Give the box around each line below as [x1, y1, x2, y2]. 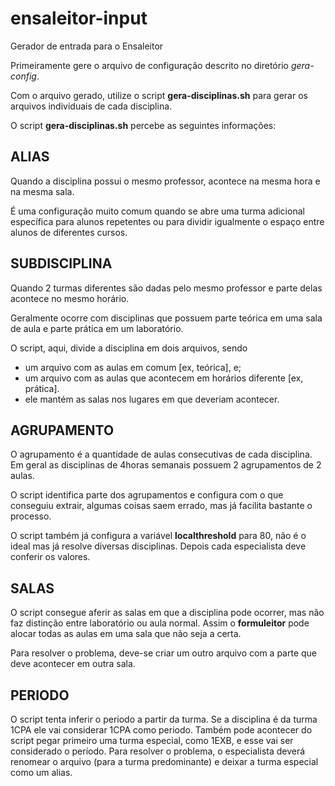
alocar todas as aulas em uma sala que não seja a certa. [10, 628, 242, 640]
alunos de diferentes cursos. [10, 226, 128, 238]
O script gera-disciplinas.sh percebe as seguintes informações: [10, 119, 277, 131]
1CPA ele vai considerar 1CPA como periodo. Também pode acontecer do [10, 724, 313, 736]
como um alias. [10, 767, 73, 778]
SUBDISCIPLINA [10, 255, 113, 272]
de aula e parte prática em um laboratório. [10, 322, 184, 334]
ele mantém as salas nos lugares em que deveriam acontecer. [24, 393, 280, 405]
